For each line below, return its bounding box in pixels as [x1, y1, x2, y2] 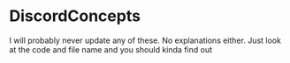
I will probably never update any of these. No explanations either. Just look [9, 35, 281, 45]
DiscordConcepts [9, 6, 141, 26]
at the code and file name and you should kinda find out [9, 44, 213, 54]
